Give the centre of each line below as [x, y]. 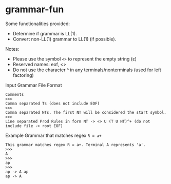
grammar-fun [35, 9]
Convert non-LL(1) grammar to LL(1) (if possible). [64, 39]
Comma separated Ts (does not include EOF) [53, 104]
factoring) [23, 75]
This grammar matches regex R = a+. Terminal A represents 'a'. [75, 145]
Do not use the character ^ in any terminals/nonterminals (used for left [87, 70]
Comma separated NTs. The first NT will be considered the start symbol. [86, 112]
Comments [15, 94]
